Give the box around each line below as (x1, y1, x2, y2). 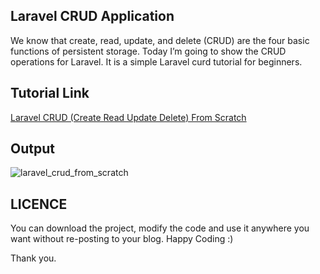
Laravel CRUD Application (10, 8, 175, 25)
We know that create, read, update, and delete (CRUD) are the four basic (10, 34, 310, 46)
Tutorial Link (10, 85, 90, 102)
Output (10, 140, 55, 158)
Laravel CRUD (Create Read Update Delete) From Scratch (10, 111, 247, 123)
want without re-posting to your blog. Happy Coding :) (10, 233, 234, 245)
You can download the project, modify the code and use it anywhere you (10, 222, 310, 234)
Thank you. (10, 252, 57, 264)
